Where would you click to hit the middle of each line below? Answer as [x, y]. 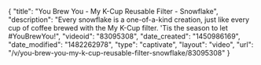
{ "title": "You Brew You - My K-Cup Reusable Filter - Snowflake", [113, 11]
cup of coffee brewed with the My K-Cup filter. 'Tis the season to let [118, 28]
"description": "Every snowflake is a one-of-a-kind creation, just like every [129, 20]
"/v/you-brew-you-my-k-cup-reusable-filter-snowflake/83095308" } [119, 53]
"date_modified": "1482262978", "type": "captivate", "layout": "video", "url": [131, 45]
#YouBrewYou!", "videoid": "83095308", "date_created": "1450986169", [124, 36]
